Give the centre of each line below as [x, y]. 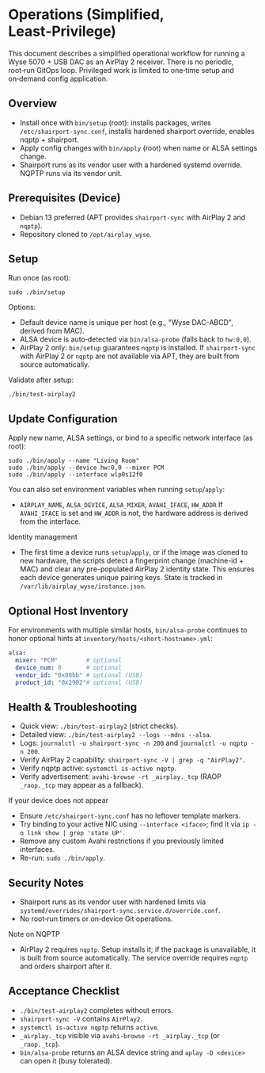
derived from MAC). [52, 331]
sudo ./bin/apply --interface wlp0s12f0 [76, 475]
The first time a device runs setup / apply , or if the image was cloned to [134, 552]
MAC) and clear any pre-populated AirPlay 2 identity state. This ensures [137, 569]
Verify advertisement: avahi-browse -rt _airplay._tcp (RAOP [120, 777]
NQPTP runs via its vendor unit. [71, 173]
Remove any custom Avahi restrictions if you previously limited [121, 841]
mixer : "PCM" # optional [69, 660]
